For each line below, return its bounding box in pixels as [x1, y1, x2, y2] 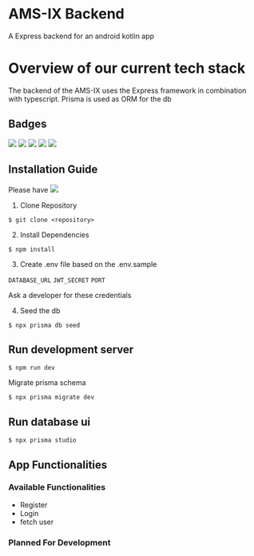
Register [19, 500, 48, 510]
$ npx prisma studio [8, 436, 77, 444]
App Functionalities [8, 458, 108, 471]
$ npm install [8, 245, 56, 253]
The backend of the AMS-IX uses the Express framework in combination [8, 85, 247, 95]
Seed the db [19, 305, 61, 316]
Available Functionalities [8, 482, 106, 493]
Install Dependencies [19, 229, 89, 240]
